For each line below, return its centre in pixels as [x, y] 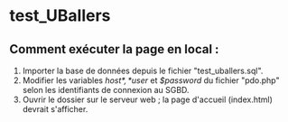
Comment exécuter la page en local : [114, 49]
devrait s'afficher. [55, 109]
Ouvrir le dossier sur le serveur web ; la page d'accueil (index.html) [148, 99]
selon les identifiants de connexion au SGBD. [106, 90]
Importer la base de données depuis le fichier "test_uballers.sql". [143, 70]
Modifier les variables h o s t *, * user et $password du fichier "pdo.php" [151, 80]
